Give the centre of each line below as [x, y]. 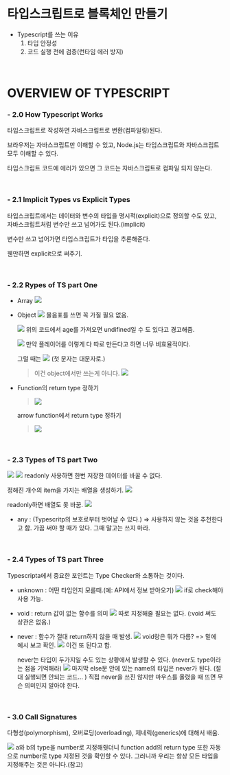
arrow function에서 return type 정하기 [69, 416]
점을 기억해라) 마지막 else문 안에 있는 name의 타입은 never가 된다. [118, 668]
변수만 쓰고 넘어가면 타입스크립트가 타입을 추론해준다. [79, 238]
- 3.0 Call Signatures [42, 717]
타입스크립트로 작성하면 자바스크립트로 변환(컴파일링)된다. [85, 131]
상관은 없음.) [34, 622]
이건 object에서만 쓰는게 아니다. [77, 373]
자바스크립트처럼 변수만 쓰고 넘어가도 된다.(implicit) [76, 224]
